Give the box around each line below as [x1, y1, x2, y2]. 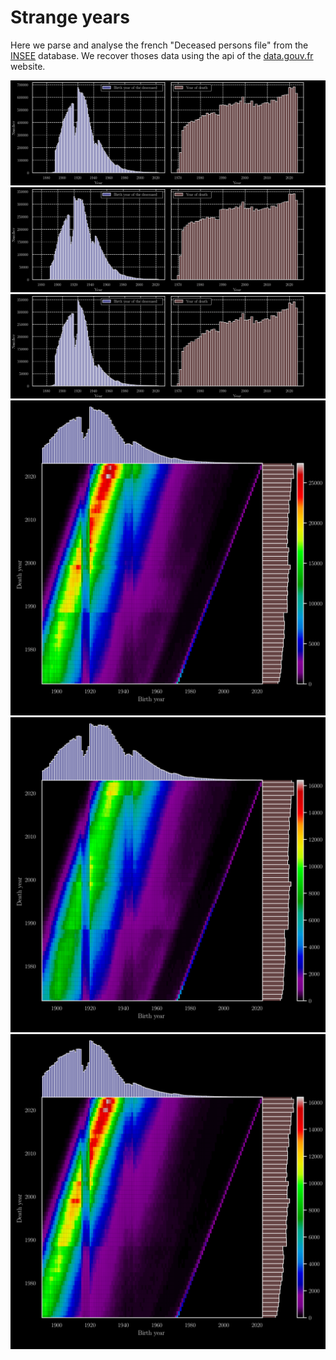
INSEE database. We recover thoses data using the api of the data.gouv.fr [10, 49, 314, 61]
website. [10, 60, 46, 72]
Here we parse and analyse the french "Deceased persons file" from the [10, 39, 309, 51]
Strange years [10, 6, 130, 29]
